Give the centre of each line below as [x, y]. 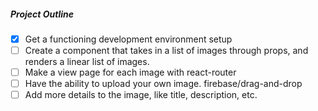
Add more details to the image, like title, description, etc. [141, 95]
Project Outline [42, 14]
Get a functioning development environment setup [128, 39]
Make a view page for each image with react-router [130, 72]
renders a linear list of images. [87, 62]
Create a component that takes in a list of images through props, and [166, 51]
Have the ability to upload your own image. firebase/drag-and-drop [163, 84]
